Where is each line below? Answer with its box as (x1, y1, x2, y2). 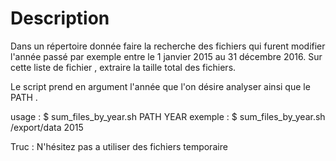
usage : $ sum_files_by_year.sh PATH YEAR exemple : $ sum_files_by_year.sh (10, 110, 326, 122)
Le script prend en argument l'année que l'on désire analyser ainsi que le (10, 80, 311, 92)
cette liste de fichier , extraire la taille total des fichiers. (10, 61, 237, 73)
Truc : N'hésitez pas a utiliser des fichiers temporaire (10, 140, 228, 152)
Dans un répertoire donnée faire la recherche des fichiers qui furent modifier (10, 40, 326, 52)
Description (10, 7, 110, 30)
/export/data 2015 (10, 121, 84, 133)
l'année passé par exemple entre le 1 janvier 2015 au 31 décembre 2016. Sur (10, 50, 323, 62)
